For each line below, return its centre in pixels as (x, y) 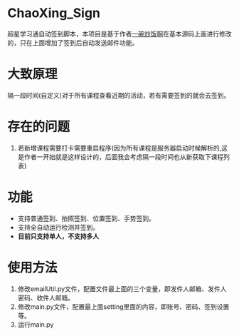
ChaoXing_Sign (54, 13)
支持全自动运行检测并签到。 (58, 227)
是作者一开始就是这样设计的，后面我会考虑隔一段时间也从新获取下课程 (121, 157)
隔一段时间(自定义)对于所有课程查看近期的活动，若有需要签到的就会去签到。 (119, 95)
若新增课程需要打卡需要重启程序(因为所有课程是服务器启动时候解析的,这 (122, 148)
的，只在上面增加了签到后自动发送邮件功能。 (73, 42)
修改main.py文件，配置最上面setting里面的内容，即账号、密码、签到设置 (123, 306)
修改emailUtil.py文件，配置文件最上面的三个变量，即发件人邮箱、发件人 (122, 289)
